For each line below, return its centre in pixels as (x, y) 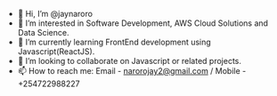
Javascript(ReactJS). (56, 52)
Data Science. (43, 32)
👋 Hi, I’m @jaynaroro (55, 14)
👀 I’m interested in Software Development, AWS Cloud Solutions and (143, 23)
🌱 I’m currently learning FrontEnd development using (114, 42)
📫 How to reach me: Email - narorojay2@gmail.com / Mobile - (132, 71)
